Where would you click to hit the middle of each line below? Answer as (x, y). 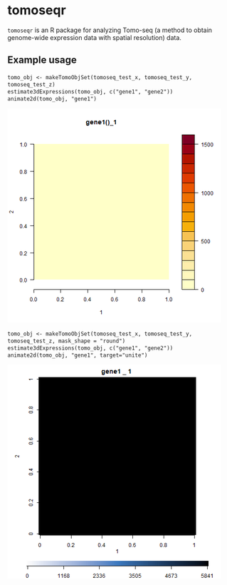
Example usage (42, 60)
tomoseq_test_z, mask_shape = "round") (67, 341)
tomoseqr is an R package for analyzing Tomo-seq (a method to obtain (110, 30)
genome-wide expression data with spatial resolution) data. (94, 37)
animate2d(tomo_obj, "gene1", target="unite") (78, 355)
